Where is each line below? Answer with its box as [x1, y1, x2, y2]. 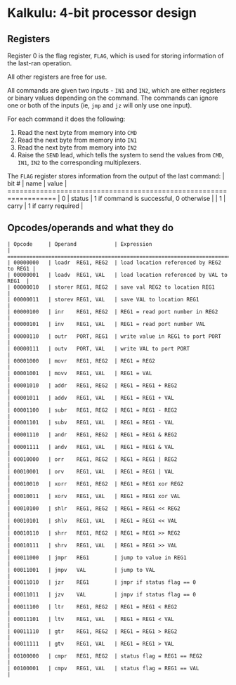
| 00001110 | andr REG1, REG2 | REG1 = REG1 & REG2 [7, 431, 178, 438]
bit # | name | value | [7, 179, 67, 188]
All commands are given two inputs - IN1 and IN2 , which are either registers [7, 86, 226, 94]
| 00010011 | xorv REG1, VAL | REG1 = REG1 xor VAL [7, 492, 181, 500]
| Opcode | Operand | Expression [7, 240, 152, 247]
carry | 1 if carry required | [7, 202, 84, 210]
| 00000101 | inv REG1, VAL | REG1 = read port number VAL [7, 320, 206, 327]
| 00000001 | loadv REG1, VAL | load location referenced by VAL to [7, 271, 228, 278]
